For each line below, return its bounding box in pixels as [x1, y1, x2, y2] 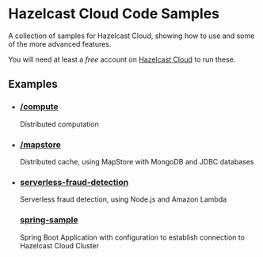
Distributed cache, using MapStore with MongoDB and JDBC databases [19, 157, 254, 166]
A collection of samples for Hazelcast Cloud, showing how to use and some [8, 31, 255, 40]
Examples [8, 77, 58, 91]
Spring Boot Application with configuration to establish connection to [19, 232, 246, 242]
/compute [19, 101, 59, 112]
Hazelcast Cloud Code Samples [8, 5, 220, 23]
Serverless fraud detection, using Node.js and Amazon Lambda [19, 195, 227, 204]
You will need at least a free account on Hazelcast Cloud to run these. [8, 55, 236, 64]
